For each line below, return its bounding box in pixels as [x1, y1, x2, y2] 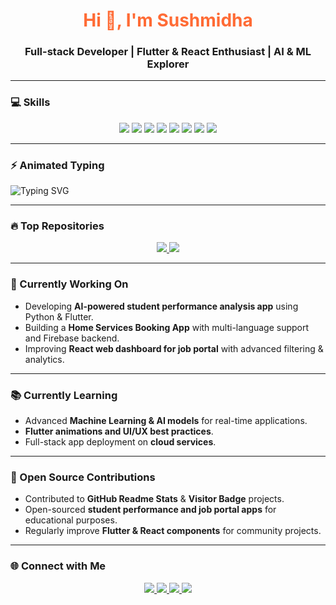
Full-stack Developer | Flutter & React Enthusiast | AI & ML [24, 45, 312, 59]
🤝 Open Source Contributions [10, 470, 156, 484]
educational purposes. [24, 514, 118, 526]
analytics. [24, 353, 65, 365]
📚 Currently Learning [10, 388, 118, 402]
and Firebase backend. [24, 332, 120, 344]
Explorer [146, 57, 190, 71]
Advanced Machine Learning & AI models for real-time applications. [24, 414, 308, 426]
